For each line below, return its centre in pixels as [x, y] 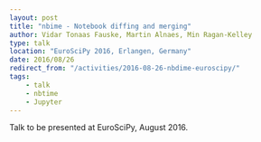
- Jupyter [44, 102]
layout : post [34, 18]
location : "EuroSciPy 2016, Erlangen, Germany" [101, 52]
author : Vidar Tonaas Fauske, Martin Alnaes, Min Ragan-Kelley [131, 34]
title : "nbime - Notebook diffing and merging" [101, 26]
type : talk [30, 43]
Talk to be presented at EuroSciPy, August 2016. [99, 128]
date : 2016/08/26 [42, 60]
